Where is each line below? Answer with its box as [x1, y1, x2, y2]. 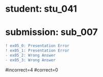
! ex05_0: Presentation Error [5, 43, 70, 48]
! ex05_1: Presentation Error [5, 48, 70, 53]
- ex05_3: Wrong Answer [5, 57, 56, 63]
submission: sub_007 [5, 27, 98, 38]
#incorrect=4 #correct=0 [5, 67, 59, 73]
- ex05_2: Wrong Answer [5, 53, 56, 58]
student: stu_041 [5, 3, 78, 15]
